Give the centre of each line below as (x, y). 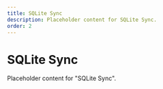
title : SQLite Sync (35, 13)
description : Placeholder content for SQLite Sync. (82, 20)
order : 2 (19, 26)
